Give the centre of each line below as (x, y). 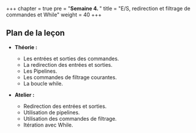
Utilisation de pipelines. (52, 112)
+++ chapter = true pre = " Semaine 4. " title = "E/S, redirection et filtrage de (98, 8)
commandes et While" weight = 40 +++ (54, 15)
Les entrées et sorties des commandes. (71, 59)
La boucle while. (43, 83)
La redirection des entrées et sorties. (68, 64)
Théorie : (26, 47)
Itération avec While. (48, 125)
